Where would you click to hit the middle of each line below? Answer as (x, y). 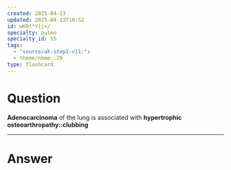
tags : (15, 45)
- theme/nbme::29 (38, 58)
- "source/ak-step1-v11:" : (52, 52)
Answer (30, 159)
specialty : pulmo (32, 33)
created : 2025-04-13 (37, 13)
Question (34, 98)
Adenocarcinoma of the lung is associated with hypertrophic (95, 117)
